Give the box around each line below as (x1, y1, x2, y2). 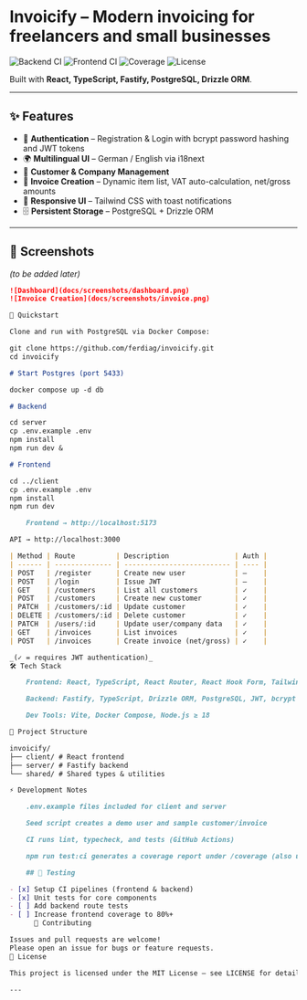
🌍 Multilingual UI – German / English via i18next (22, 153, 206, 163)
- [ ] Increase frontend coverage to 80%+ (9, 911, 174, 920)
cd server (9, 418, 48, 427)
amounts (22, 185, 57, 196)
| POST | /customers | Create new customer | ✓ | (9, 594, 268, 604)
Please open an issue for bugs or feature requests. (9, 943, 215, 953)
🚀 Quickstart (9, 311, 59, 321)
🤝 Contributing (33, 919, 92, 928)
